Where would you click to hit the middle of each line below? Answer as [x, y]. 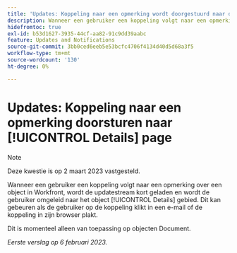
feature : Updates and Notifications [61, 40]
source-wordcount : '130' [44, 60]
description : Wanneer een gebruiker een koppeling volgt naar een [107, 20]
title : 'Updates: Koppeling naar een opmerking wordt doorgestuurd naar [116, 14]
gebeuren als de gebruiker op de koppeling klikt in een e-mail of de [105, 207]
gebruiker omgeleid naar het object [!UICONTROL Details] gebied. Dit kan [114, 199]
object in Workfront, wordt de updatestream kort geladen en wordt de [109, 192]
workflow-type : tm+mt [39, 54]
